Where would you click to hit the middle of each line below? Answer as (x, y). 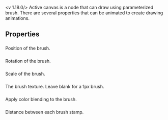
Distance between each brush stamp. (45, 112)
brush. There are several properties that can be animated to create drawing (84, 13)
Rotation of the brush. (28, 61)
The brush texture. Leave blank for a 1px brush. (55, 87)
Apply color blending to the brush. (41, 99)
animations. (17, 18)
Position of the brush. (28, 49)
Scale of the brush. (25, 74)
